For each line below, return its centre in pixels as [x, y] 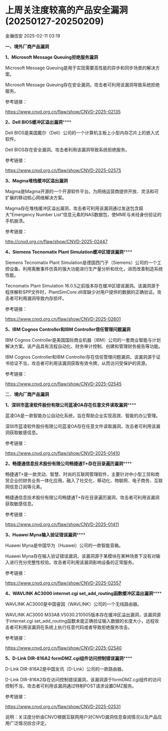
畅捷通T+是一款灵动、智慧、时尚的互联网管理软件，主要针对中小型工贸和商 [82, 474]
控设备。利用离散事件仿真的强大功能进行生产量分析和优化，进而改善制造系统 [84, 268]
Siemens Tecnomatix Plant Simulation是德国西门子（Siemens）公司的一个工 [83, 262]
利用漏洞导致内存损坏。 [42, 298]
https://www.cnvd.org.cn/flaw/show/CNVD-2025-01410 [62, 453]
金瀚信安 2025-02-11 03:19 [33, 36]
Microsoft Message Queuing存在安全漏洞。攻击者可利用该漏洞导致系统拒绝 [82, 85]
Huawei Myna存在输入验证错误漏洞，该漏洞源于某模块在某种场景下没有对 [80, 556]
